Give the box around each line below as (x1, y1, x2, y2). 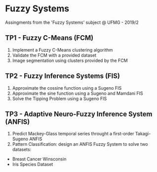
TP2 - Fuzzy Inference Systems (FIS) (5, 72, 120, 80)
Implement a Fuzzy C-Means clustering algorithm (12, 47, 113, 53)
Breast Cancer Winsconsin (12, 156, 67, 162)
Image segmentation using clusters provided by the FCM (12, 57, 128, 63)
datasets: (12, 147, 32, 153)
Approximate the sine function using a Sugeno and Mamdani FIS (12, 90, 143, 96)
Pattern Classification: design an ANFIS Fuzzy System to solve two (12, 141, 148, 147)
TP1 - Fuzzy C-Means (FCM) (5, 34, 94, 42)
